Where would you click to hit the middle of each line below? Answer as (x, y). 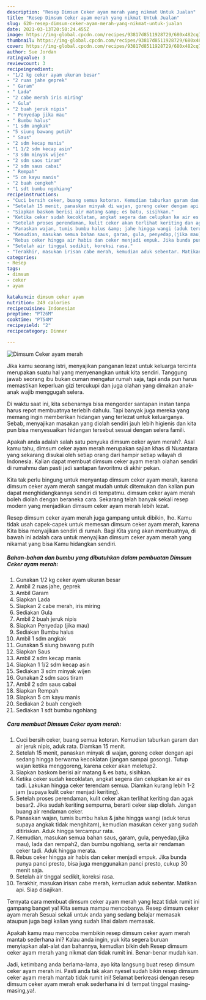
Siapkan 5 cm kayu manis (48, 697)
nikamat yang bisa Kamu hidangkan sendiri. (62, 544)
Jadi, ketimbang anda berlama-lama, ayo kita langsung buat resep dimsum (101, 964)
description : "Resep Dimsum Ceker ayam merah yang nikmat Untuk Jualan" (101, 12)
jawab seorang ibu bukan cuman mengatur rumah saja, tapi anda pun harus (102, 379)
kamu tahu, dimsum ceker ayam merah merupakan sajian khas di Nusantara (102, 448)
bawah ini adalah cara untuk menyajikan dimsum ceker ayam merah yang (99, 537)
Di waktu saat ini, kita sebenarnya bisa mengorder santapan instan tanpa (98, 404)
